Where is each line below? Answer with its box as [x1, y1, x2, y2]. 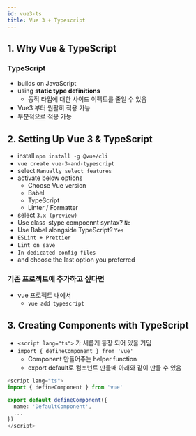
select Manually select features [17, 167, 112, 174]
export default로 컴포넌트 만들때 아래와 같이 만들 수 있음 [27, 363, 182, 372]
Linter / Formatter [27, 204, 79, 211]
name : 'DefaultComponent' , [13, 403, 92, 410]
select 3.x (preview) [17, 211, 78, 219]
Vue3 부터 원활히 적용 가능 [17, 104, 91, 112]
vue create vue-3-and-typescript [17, 160, 115, 167]
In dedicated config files [17, 249, 96, 256]
